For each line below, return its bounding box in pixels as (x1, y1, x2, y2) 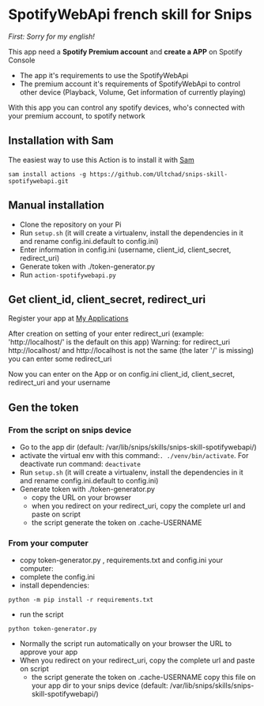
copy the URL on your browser (31, 493, 132, 502)
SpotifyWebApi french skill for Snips (8, 6, 253, 24)
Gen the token (8, 400, 79, 414)
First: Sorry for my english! (8, 32, 95, 41)
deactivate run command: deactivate (19, 460, 141, 469)
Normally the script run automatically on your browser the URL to (19, 639, 232, 648)
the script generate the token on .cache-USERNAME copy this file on (31, 673, 256, 682)
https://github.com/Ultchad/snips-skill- (89, 170, 228, 178)
